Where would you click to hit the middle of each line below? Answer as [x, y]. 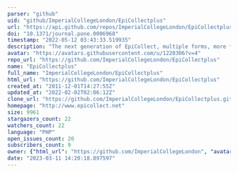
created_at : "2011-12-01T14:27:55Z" [61, 86]
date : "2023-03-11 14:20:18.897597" [61, 159]
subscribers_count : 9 [39, 145]
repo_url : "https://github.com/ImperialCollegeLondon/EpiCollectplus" [114, 60]
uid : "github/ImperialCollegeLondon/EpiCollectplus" [87, 20]
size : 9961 [23, 112]
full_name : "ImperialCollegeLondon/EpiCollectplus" [85, 73]
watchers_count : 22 [36, 125]
